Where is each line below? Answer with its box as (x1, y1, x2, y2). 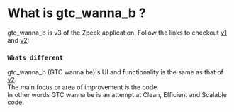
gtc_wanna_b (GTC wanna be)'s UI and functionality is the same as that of (7, 68, 224, 77)
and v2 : (7, 35, 30, 44)
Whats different (7, 53, 64, 62)
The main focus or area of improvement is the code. (7, 83, 160, 91)
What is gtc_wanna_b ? (7, 5, 147, 21)
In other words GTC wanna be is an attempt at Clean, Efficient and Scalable (7, 91, 227, 99)
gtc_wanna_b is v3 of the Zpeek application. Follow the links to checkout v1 (7, 28, 227, 37)
